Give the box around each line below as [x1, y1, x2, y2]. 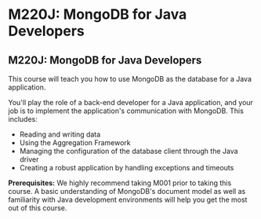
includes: [8, 115, 38, 123]
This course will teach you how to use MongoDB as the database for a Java [8, 75, 252, 83]
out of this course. [8, 203, 67, 213]
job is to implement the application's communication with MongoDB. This [8, 106, 245, 115]
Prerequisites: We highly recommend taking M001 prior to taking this [8, 178, 232, 188]
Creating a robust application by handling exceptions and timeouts [19, 163, 234, 172]
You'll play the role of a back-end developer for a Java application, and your [8, 98, 253, 107]
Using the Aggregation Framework [19, 138, 131, 147]
